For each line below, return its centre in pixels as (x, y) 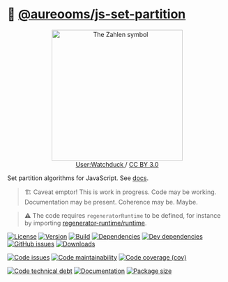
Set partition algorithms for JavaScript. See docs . (78, 178)
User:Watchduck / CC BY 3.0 (117, 164)
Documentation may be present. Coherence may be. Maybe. (111, 202)
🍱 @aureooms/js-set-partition (97, 14)
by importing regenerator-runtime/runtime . (85, 223)
